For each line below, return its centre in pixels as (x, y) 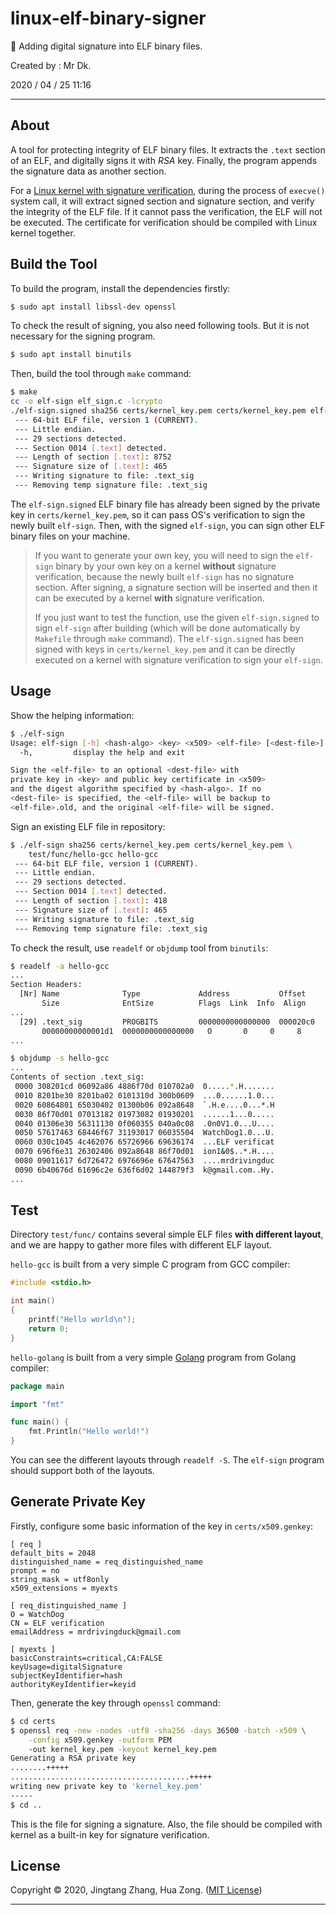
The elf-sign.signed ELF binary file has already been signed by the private (165, 504)
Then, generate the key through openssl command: (115, 1703)
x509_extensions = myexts (64, 1588)
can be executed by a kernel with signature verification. (149, 598)
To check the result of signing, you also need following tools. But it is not (160, 326)
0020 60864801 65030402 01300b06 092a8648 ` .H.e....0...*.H (144, 1105)
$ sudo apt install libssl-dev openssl (93, 307)
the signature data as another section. (88, 171)
